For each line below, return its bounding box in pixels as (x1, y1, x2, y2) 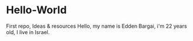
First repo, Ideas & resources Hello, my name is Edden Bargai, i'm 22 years (6, 23, 187, 29)
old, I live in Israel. (6, 28, 50, 35)
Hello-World (6, 3, 67, 17)
